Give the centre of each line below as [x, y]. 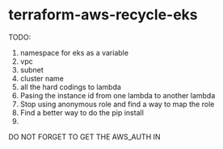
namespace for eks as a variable [74, 52]
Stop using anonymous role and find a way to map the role [117, 104]
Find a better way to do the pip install [82, 112]
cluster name [42, 78]
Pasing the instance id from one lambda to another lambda [118, 95]
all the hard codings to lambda [70, 87]
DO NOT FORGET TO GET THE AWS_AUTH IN [84, 137]
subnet [32, 69]
